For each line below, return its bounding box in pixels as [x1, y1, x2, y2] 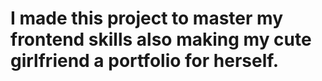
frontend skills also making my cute [10, 28, 312, 51]
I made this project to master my [10, 7, 283, 30]
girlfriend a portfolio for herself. [10, 50, 280, 72]
